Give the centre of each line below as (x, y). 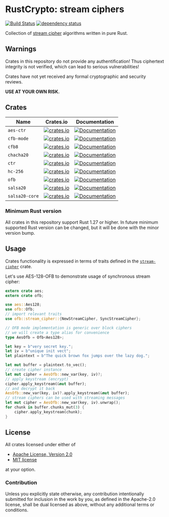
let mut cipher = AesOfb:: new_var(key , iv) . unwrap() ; (63, 403)
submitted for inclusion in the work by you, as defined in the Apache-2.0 (80, 499)
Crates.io (57, 121)
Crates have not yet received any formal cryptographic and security (76, 76)
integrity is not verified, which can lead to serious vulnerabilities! (72, 66)
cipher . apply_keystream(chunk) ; (48, 412)
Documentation (95, 121)
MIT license (24, 460)
